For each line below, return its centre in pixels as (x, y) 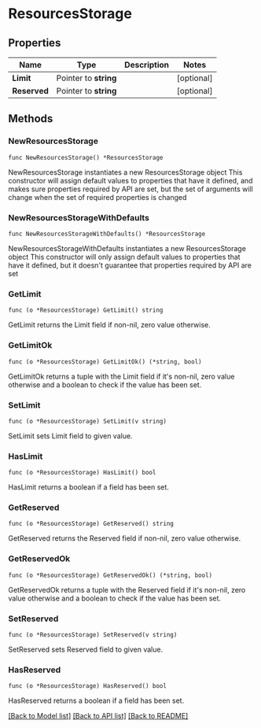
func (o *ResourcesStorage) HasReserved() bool (88, 686)
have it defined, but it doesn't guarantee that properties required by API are (130, 265)
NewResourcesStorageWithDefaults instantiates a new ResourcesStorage (127, 248)
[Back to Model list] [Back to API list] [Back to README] (98, 716)
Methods (31, 119)
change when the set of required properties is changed (97, 197)
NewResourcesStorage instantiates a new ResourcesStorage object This (125, 172)
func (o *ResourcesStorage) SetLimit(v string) (88, 421)
